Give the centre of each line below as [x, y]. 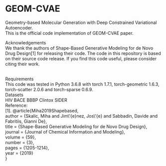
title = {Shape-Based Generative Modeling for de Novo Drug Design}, [76, 126]
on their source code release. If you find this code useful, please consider [81, 58]
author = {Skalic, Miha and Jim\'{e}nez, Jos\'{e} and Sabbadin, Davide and [82, 116]
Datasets [14, 95]
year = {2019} [19, 153]
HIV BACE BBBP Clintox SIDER [36, 100]
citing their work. [22, 64]
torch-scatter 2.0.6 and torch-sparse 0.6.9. [49, 89]
